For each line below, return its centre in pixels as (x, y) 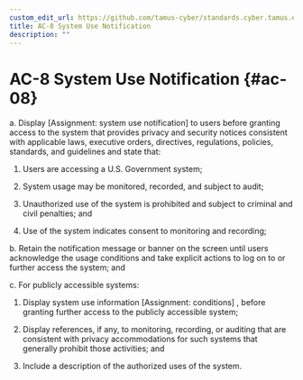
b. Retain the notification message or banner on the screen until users (139, 249)
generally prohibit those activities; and (93, 348)
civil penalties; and (57, 213)
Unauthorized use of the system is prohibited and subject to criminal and (157, 204)
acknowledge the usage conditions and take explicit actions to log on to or (147, 258)
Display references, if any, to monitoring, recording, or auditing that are (154, 330)
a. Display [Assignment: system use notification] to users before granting (145, 123)
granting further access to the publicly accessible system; (130, 312)
